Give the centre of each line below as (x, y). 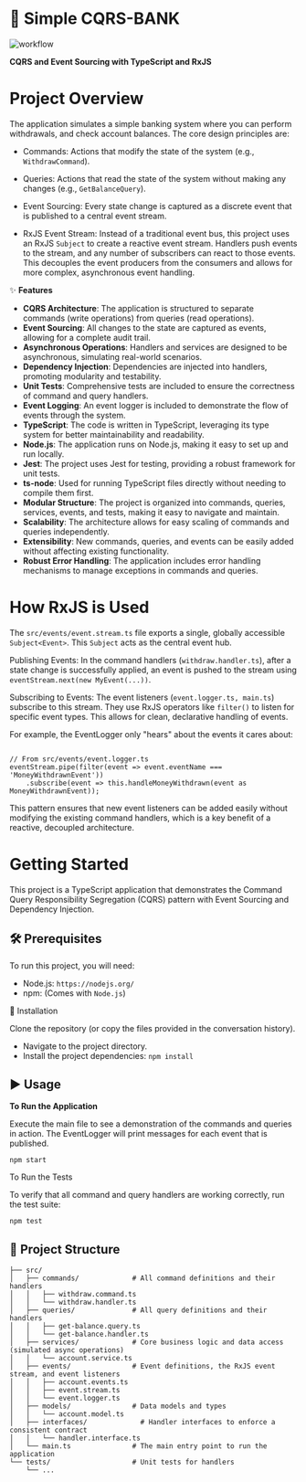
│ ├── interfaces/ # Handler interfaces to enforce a (142, 1423)
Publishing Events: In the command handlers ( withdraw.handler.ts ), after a (150, 660)
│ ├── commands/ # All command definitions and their (142, 1278)
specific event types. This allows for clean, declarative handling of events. (149, 716)
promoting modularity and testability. (92, 376)
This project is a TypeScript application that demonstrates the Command (146, 889)
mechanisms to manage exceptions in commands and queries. (140, 570)
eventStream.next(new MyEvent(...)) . (80, 679)
